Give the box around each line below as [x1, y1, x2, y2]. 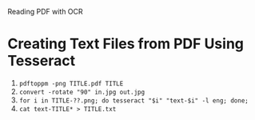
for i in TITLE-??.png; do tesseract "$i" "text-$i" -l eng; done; [18, 96, 249, 105]
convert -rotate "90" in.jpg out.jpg [18, 88, 145, 96]
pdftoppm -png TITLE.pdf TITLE [18, 79, 124, 87]
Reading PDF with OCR [7, 7, 83, 16]
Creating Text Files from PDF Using [7, 35, 245, 53]
